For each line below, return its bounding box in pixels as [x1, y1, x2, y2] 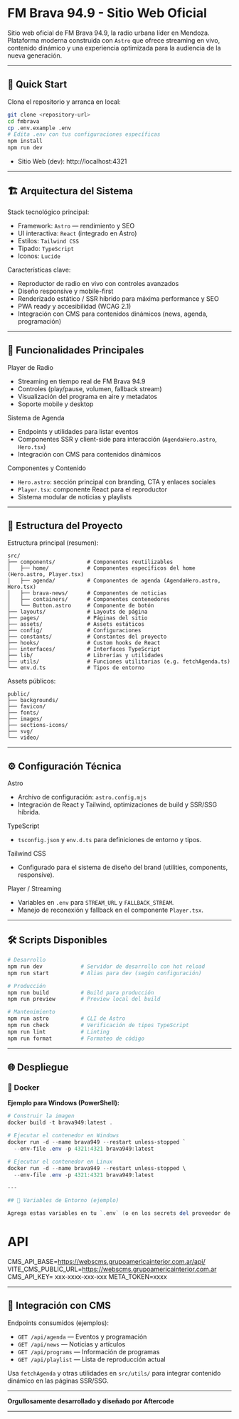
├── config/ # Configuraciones [7, 627, 142, 634]
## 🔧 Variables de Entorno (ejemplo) [7, 1197, 119, 1204]
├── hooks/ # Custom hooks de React [7, 639, 161, 647]
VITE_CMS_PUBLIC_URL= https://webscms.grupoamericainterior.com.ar [7, 1265, 217, 1273]
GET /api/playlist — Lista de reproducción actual [17, 1355, 166, 1364]
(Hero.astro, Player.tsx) [7, 571, 84, 578]
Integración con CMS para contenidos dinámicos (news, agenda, [17, 309, 208, 318]
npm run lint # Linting [7, 1028, 110, 1036]
